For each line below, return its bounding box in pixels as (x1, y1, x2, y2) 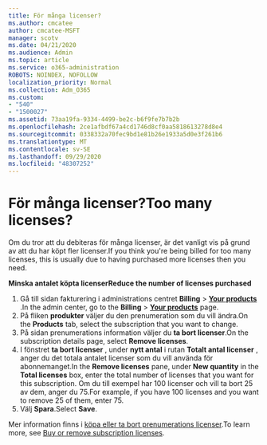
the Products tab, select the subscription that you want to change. (19, 320, 239, 329)
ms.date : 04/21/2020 (8, 41, 77, 49)
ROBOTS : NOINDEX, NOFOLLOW (8, 71, 98, 79)
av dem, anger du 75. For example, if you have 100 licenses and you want (19, 388, 259, 397)
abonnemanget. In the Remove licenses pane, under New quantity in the (19, 362, 259, 372)
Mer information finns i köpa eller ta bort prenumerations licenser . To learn (8, 419, 250, 429)
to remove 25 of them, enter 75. (19, 396, 124, 405)
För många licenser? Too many (8, 195, 213, 212)
